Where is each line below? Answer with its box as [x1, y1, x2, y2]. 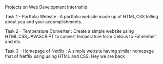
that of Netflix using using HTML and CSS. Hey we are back [5, 53, 125, 59]
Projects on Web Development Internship [5, 4, 88, 10]
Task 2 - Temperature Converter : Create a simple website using [5, 28, 134, 34]
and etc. [5, 39, 22, 44]
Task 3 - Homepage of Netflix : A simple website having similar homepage [5, 48, 154, 54]
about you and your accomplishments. [5, 19, 82, 24]
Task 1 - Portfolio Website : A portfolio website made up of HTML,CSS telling [5, 14, 159, 19]
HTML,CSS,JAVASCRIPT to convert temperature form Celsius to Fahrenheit [5, 34, 156, 39]
